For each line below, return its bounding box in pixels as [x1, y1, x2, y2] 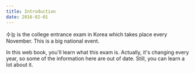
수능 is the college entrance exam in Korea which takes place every [6, 30, 168, 38]
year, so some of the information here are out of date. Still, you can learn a [6, 55, 185, 62]
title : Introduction [6, 8, 57, 15]
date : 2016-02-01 [6, 14, 48, 20]
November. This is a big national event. [6, 37, 100, 44]
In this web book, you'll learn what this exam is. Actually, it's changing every [6, 48, 189, 55]
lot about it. [6, 61, 33, 68]
